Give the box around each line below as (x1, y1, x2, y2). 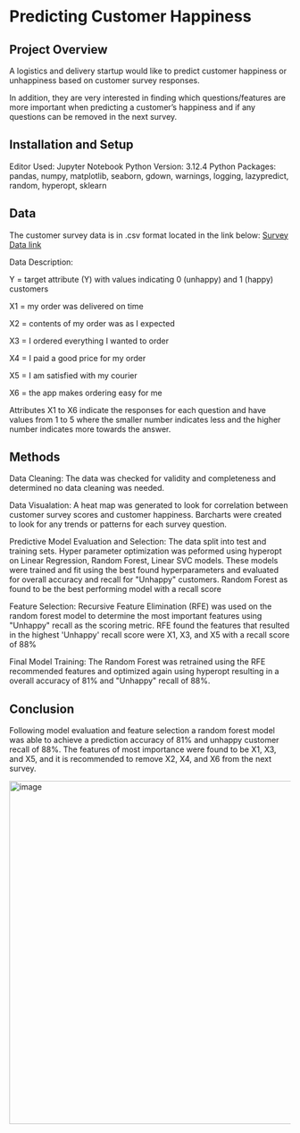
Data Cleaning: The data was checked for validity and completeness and (9, 473, 277, 484)
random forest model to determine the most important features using (9, 611, 262, 621)
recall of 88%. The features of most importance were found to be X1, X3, (9, 744, 277, 755)
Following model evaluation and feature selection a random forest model (9, 725, 275, 736)
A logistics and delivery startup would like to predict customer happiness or (9, 65, 287, 76)
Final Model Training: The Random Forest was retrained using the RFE (9, 656, 266, 667)
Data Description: (9, 257, 74, 267)
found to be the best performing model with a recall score (9, 584, 221, 595)
